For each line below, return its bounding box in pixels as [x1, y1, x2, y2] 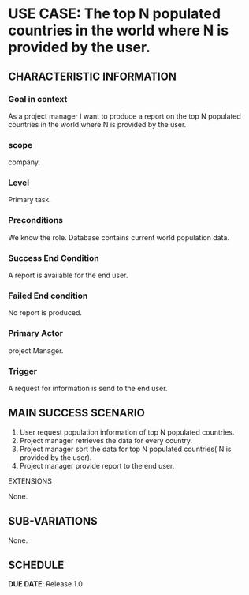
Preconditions [8, 215, 64, 226]
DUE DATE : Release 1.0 [8, 579, 83, 589]
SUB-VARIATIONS [8, 514, 98, 528]
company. [8, 157, 41, 167]
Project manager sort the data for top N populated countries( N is [19, 444, 232, 454]
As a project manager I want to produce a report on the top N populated [8, 111, 242, 121]
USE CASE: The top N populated [8, 5, 221, 23]
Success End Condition [8, 252, 100, 263]
